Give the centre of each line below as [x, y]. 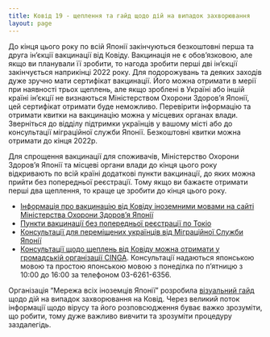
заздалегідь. [30, 324]
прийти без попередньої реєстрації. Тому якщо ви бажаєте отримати [128, 181]
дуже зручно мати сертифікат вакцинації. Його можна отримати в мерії [132, 81]
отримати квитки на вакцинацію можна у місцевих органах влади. [123, 114]
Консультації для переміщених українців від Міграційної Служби [131, 231]
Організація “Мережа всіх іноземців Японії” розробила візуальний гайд [132, 290]
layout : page [30, 23]
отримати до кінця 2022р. [53, 140]
